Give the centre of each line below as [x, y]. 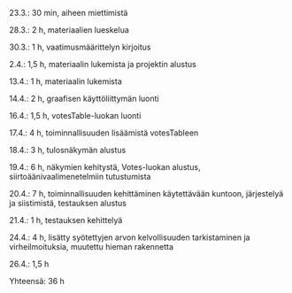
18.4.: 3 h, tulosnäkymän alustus [68, 150]
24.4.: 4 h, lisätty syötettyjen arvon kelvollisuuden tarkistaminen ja [130, 237]
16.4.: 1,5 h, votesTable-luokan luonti [75, 116]
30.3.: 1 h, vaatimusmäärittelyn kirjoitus [80, 47]
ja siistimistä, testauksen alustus [68, 203]
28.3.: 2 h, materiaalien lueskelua [69, 30]
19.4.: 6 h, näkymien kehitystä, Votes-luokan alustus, [105, 167]
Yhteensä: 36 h [37, 281]
